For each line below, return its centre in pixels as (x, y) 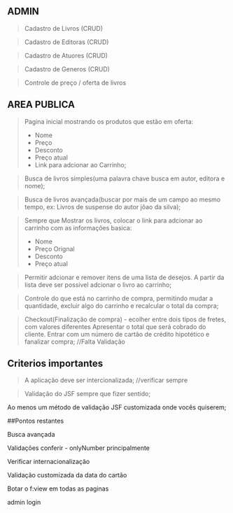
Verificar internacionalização (49, 462)
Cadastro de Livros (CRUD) (64, 28)
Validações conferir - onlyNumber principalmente (79, 448)
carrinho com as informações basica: (78, 227)
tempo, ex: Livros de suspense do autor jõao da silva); (103, 206)
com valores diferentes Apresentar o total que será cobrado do (115, 326)
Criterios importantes (55, 364)
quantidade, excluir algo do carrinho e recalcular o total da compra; (121, 305)
